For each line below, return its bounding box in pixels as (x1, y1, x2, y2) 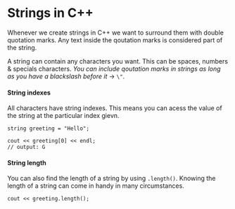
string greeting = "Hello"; (7, 125, 90, 132)
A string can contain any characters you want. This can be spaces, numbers (7, 56, 229, 65)
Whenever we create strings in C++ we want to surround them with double (7, 28, 224, 37)
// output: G (7, 143, 46, 151)
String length (7, 158, 47, 167)
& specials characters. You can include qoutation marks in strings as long (7, 64, 221, 73)
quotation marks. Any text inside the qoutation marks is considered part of (7, 35, 223, 44)
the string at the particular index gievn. (7, 112, 120, 120)
